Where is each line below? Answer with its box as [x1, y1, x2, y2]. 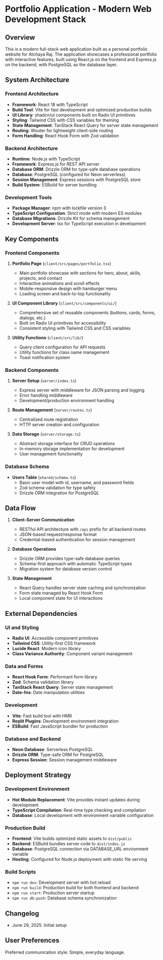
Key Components [5, 235, 59, 243]
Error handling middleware [19, 392, 73, 398]
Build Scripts [5, 868, 36, 875]
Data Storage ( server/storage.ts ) [12, 431, 81, 437]
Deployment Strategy [5, 771, 72, 779]
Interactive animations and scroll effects [19, 280, 100, 286]
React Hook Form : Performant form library [12, 674, 97, 680]
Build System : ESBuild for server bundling [12, 182, 97, 187]
